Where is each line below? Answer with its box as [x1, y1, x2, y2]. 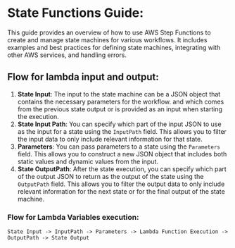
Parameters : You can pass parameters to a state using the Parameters [17, 142, 220, 151]
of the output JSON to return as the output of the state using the [17, 172, 204, 180]
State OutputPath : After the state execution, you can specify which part [17, 164, 227, 173]
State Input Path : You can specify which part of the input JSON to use [17, 120, 222, 128]
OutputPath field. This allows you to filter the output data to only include [17, 180, 225, 188]
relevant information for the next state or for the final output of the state [17, 187, 225, 195]
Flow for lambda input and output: [7, 71, 160, 83]
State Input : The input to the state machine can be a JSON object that [17, 89, 221, 98]
